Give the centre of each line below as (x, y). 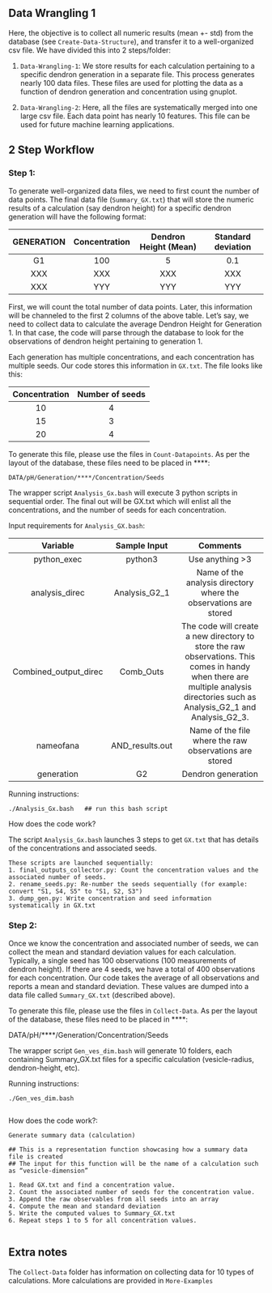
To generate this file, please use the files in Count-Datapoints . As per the (129, 454)
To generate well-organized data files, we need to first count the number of (134, 190)
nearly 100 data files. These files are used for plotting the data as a (132, 83)
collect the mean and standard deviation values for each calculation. (122, 952)
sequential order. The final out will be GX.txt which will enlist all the (120, 501)
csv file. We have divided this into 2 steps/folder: (90, 50)
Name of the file (220, 730)
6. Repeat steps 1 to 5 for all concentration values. (103, 1220)
